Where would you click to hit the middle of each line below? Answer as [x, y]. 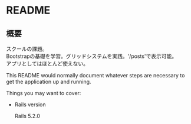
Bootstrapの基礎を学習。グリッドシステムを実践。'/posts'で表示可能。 [92, 56]
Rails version [30, 105]
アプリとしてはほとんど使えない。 [47, 63]
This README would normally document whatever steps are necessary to [95, 75]
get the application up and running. [49, 81]
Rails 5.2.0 [27, 116]
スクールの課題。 [27, 49]
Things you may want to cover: [44, 93]
